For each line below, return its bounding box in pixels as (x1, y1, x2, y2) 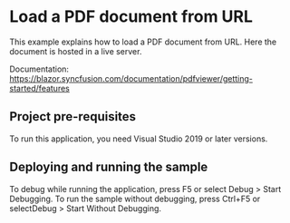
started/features (9, 82, 70, 93)
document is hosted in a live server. (9, 45, 142, 56)
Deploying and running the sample (9, 160, 208, 175)
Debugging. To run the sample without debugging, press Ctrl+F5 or (9, 193, 261, 204)
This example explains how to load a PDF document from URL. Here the (9, 36, 277, 47)
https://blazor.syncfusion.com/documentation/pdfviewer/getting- (9, 73, 254, 83)
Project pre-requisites (9, 109, 137, 124)
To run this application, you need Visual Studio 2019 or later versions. (9, 133, 268, 144)
